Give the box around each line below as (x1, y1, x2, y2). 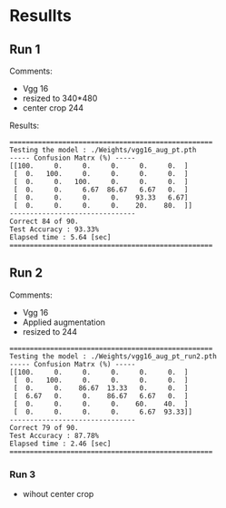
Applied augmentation (22, 317, 106, 327)
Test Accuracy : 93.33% (9, 225, 100, 234)
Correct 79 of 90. (9, 423, 79, 432)
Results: (9, 120, 40, 131)
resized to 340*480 (22, 93, 98, 103)
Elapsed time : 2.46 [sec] (9, 439, 112, 448)
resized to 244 (22, 326, 78, 337)
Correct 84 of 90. (9, 217, 79, 226)
